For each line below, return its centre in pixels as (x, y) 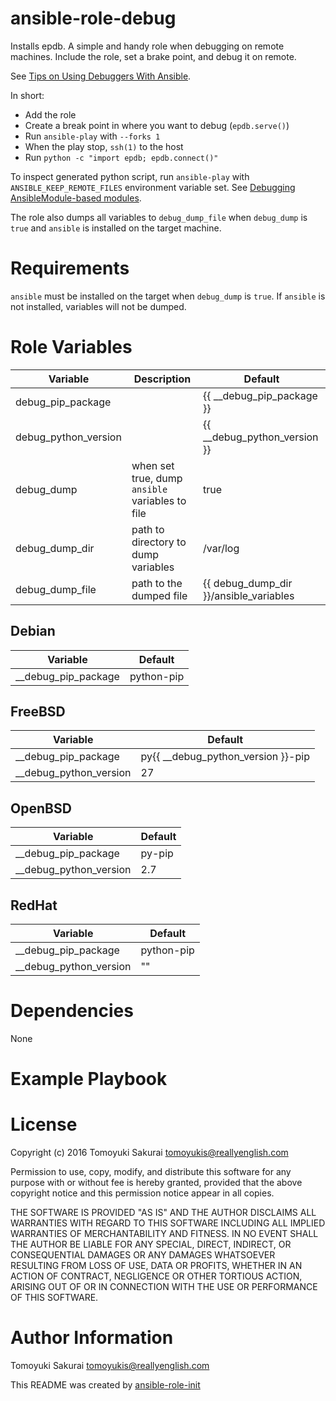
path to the (157, 583)
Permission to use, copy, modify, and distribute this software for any (151, 1172)
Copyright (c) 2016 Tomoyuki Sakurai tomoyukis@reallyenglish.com (149, 1153)
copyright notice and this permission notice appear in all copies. (142, 1193)
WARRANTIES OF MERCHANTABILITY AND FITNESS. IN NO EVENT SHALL (164, 1234)
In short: (27, 95)
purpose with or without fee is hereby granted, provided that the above (156, 1183)
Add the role (50, 114)
